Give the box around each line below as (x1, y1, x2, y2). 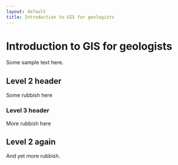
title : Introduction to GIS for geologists (6, 14, 115, 20)
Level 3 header (6, 107, 50, 115)
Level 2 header (6, 76, 62, 86)
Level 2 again (6, 137, 56, 147)
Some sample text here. (6, 59, 64, 66)
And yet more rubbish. (6, 153, 61, 160)
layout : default (6, 8, 46, 15)
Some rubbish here (6, 92, 53, 99)
